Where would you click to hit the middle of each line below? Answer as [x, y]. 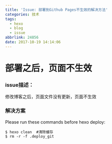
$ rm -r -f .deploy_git [30, 136]
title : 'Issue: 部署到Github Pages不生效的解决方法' [56, 10]
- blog [16, 28]
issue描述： [19, 85]
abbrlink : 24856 [22, 38]
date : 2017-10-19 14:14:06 [33, 42]
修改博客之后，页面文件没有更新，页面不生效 [51, 97]
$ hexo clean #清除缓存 [29, 132]
